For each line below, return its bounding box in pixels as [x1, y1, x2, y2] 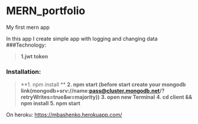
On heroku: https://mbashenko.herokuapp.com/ [6, 111, 122, 119]
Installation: [6, 67, 41, 76]
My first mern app [6, 24, 50, 31]
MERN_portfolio [6, 4, 86, 18]
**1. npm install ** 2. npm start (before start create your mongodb [20, 81, 186, 88]
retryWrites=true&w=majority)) [20, 93, 100, 101]
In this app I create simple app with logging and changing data [6, 35, 158, 42]
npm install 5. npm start [20, 100, 81, 107]
